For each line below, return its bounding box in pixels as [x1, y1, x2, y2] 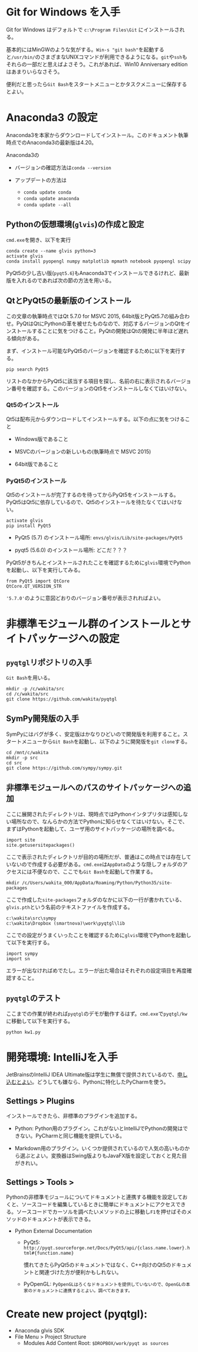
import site [6, 837, 35, 843]
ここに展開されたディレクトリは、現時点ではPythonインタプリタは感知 [6, 810, 178, 817]
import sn [6, 955, 31, 962]
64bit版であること [14, 460, 59, 467]
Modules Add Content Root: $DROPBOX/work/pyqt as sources [23, 1340, 169, 1347]
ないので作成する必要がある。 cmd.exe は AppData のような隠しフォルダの [11, 860, 183, 867]
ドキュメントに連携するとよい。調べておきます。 [32, 1288, 133, 1294]
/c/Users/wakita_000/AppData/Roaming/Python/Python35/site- [21, 880, 173, 886]
